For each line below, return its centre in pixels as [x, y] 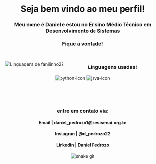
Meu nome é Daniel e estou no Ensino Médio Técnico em [83, 25]
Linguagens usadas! [113, 67]
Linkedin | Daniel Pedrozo [83, 145]
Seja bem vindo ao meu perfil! [83, 9]
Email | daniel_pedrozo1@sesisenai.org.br [83, 123]
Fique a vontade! [83, 44]
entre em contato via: [83, 111]
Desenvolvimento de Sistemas [83, 31]
